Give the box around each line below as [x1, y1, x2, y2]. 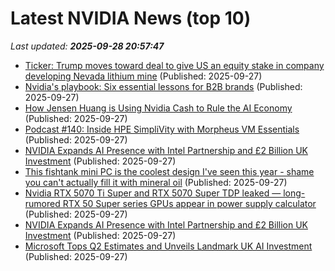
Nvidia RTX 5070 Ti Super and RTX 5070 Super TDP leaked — [24, 187, 282, 199]
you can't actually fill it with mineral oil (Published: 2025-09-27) [24, 176, 288, 188]
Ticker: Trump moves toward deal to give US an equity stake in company [24, 59, 325, 71]
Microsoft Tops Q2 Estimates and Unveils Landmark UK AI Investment [24, 240, 313, 252]
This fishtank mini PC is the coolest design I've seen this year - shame [24, 165, 315, 177]
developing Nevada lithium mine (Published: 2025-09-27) [24, 70, 263, 82]
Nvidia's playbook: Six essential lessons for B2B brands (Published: [24, 80, 303, 92]
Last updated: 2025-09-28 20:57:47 [10, 40, 165, 52]
